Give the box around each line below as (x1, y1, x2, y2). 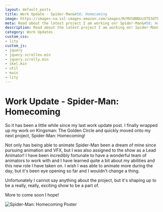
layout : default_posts (5, 7, 51, 12)
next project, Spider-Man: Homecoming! (5, 132, 86, 139)
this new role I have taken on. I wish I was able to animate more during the (5, 162, 153, 168)
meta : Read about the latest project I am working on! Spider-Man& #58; (5, 20, 153, 26)
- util (5, 66, 18, 71)
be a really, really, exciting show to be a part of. (5, 182, 99, 188)
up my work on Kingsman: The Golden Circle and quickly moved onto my (5, 127, 151, 133)
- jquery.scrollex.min (5, 52, 51, 57)
